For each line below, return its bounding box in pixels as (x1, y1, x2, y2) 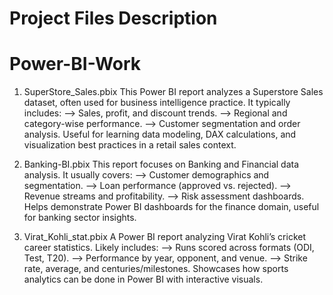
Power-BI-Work (9, 53, 142, 76)
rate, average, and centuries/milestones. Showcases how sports (23, 263, 289, 275)
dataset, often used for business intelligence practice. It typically (23, 97, 291, 109)
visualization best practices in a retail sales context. (23, 139, 237, 151)
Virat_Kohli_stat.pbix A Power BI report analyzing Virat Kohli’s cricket (23, 231, 306, 243)
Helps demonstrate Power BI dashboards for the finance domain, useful (23, 201, 320, 213)
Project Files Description (9, 7, 218, 30)
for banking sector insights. (23, 212, 137, 224)
